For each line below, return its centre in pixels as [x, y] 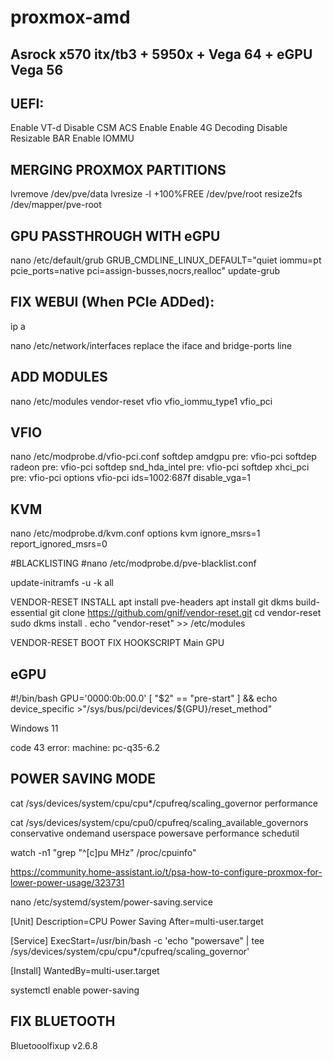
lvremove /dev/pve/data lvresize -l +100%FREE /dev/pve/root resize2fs [156, 194]
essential [29, 613]
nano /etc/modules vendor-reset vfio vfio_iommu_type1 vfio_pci [141, 401]
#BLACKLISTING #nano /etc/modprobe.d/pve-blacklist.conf [133, 563]
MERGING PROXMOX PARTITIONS [118, 169]
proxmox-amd [70, 17]
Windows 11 [34, 728]
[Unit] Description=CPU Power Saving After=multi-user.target [137, 921]
